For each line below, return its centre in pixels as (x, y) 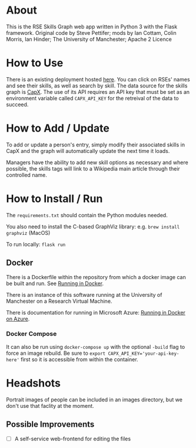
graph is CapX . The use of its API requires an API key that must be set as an (98, 91)
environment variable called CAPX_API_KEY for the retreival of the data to (92, 98)
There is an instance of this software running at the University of (84, 295)
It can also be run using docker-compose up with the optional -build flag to (96, 346)
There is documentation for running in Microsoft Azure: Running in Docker (96, 312)
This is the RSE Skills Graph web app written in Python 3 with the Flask (92, 27)
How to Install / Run (54, 199)
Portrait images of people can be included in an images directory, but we (94, 400)
